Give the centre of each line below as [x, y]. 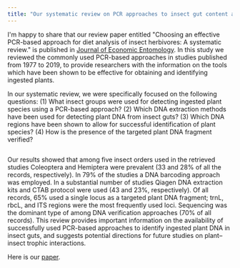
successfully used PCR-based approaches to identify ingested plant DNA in [119, 228]
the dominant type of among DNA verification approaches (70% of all [110, 212]
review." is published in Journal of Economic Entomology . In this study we [116, 49]
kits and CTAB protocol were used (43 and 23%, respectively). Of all [108, 189]
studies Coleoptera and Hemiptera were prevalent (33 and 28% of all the [114, 167]
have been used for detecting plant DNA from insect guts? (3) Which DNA [116, 116]
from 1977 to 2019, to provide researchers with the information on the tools [117, 64]
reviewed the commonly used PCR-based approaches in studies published [117, 57]
